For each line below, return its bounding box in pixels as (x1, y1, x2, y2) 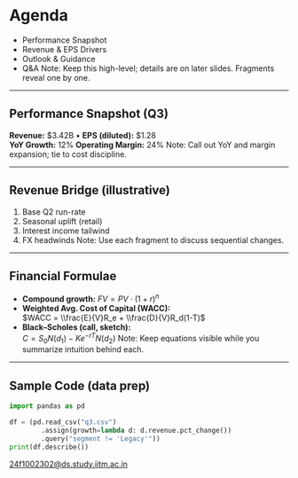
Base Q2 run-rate (21, 206, 86, 217)
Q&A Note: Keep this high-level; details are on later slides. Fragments (21, 63, 275, 74)
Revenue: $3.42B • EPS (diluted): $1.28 (9, 129, 157, 140)
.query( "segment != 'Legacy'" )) (41, 434, 161, 443)
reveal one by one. (21, 72, 90, 82)
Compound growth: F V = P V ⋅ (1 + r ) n (21, 292, 160, 304)
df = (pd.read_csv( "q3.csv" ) (9, 418, 117, 427)
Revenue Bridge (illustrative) (9, 183, 170, 198)
